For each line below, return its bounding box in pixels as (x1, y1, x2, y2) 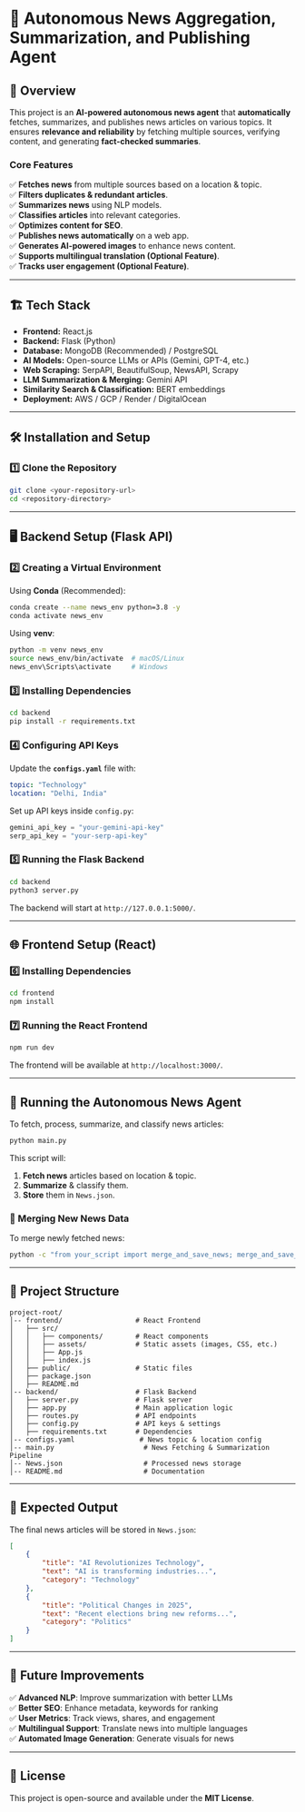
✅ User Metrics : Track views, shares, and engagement (9, 1712, 215, 1723)
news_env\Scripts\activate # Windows (9, 662, 169, 671)
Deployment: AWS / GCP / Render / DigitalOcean (22, 394, 207, 405)
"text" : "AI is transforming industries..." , (42, 1567, 218, 1576)
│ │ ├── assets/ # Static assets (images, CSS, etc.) (9, 1339, 279, 1349)
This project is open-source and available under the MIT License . (9, 1792, 254, 1803)
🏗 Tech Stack (9, 297, 91, 312)
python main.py (9, 1136, 67, 1145)
